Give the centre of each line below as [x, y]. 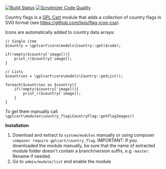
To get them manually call [32, 111]
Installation [17, 125]
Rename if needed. [32, 156]
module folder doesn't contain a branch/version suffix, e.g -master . [81, 151]
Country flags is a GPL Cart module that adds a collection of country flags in [83, 17]
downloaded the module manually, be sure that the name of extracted [84, 146]
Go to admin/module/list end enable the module [62, 161]
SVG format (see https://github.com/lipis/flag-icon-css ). [63, 23]
